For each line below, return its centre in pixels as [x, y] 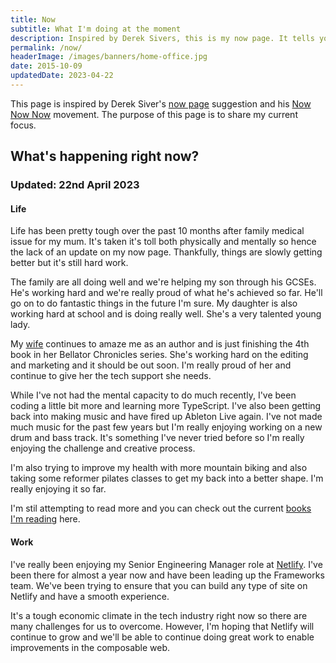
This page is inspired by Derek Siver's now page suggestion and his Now [161, 103]
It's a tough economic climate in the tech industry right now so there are [159, 615]
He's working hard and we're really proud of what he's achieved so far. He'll [166, 293]
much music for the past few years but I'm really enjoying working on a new [166, 427]
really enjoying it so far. [58, 489]
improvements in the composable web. [90, 647]
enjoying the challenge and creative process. [103, 448]
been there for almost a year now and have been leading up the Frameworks [167, 575]
